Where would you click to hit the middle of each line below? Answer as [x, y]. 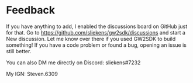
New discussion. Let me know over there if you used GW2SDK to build [91, 39]
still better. [19, 51]
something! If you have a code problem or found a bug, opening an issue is [96, 45]
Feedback [31, 10]
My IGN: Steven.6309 [32, 74]
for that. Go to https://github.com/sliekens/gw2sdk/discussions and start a [96, 32]
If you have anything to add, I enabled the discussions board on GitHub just [97, 26]
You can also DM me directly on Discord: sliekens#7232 [73, 63]
